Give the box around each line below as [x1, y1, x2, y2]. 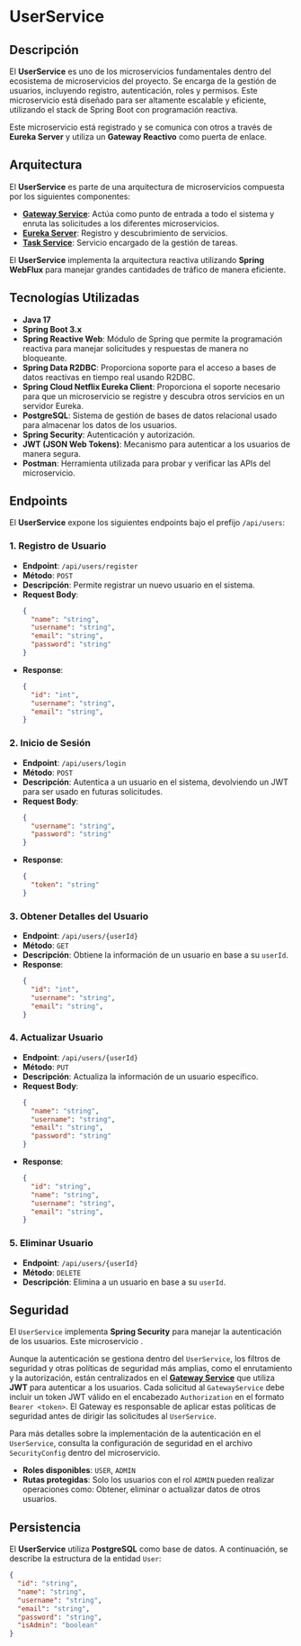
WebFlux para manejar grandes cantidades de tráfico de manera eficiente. [9, 264, 287, 275]
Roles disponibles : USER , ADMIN [22, 1465, 137, 1476]
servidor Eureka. [22, 400, 84, 411]
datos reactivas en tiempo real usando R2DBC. [22, 371, 196, 382]
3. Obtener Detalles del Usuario [9, 910, 149, 923]
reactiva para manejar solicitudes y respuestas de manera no [22, 342, 249, 353]
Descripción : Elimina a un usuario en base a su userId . [22, 1277, 226, 1287]
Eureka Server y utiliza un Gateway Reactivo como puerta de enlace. [9, 132, 268, 141]
